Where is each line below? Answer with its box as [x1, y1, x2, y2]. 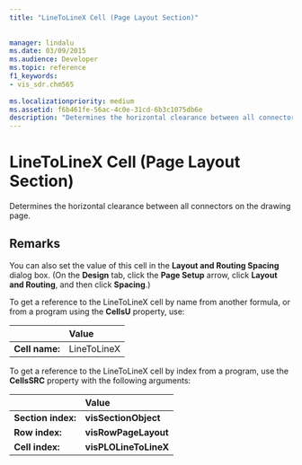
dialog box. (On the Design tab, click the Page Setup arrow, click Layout [9, 269, 278, 280]
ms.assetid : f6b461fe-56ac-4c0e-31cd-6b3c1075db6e [9, 105, 203, 114]
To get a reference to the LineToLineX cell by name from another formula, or [9, 296, 290, 307]
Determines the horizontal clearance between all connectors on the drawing [9, 201, 291, 212]
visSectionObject [84, 411, 161, 424]
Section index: [13, 411, 76, 424]
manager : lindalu [9, 38, 75, 48]
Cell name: [13, 342, 61, 355]
